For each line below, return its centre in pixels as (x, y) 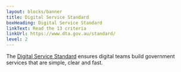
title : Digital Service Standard (48, 17)
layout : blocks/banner (34, 12)
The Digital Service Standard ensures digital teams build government (90, 56)
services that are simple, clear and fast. (54, 62)
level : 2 (17, 39)
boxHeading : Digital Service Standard (54, 23)
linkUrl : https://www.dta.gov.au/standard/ (61, 34)
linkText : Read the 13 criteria (46, 28)
